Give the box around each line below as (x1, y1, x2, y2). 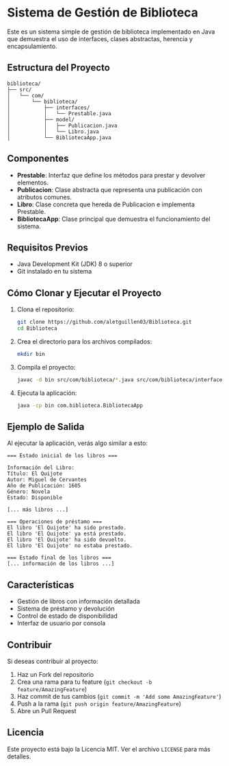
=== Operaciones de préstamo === (7, 518, 103, 525)
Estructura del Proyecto (7, 62, 111, 73)
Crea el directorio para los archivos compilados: (16, 337, 152, 346)
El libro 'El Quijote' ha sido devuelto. (7, 536, 127, 543)
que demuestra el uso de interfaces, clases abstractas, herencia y (7, 34, 193, 43)
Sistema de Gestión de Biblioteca (7, 5, 198, 21)
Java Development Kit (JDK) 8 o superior (16, 260, 133, 268)
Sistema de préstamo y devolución (16, 605, 115, 613)
